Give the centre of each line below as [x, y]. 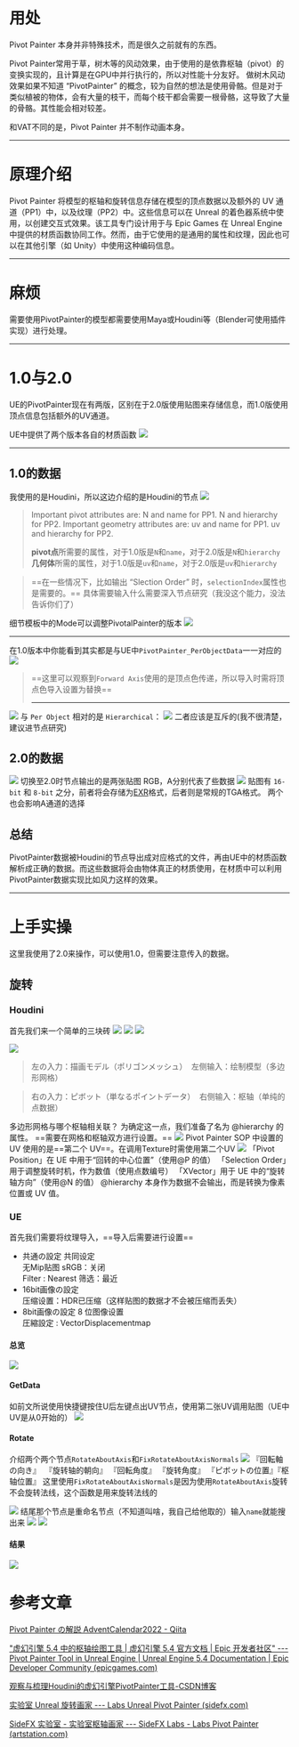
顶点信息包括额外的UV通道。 [62, 416]
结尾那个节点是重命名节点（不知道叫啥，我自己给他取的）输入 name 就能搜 [153, 1511]
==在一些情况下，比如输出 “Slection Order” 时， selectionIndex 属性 [154, 582]
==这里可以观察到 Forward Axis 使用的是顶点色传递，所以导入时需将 [154, 678]
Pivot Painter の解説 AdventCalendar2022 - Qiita [98, 1629]
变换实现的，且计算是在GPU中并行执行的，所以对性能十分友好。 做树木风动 [147, 74]
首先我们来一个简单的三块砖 [60, 1031]
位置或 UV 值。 [36, 1193]
